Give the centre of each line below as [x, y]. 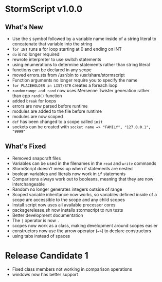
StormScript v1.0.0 [44, 9]
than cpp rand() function [37, 96]
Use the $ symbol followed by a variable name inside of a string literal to [84, 39]
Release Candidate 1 [47, 256]
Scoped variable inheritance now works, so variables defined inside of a [84, 194]
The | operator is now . [36, 220]
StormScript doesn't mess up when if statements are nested [72, 168]
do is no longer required [36, 54]
